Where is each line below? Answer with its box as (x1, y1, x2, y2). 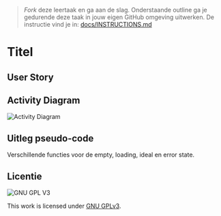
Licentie (7, 170, 42, 182)
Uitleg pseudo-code (7, 133, 94, 144)
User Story (7, 71, 54, 83)
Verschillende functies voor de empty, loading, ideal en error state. (7, 150, 195, 159)
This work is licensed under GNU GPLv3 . (7, 202, 121, 211)
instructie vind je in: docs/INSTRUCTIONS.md (23, 21, 152, 28)
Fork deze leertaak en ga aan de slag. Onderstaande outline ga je (23, 6, 207, 14)
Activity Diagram (7, 94, 80, 106)
